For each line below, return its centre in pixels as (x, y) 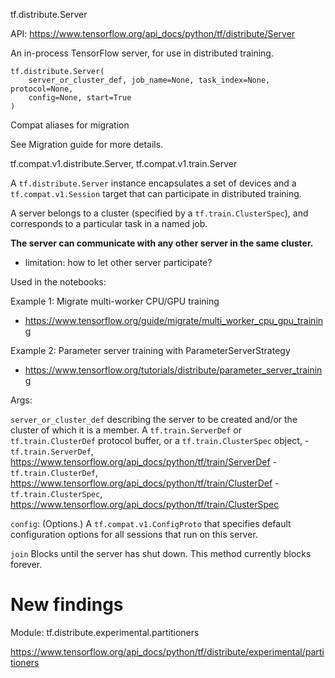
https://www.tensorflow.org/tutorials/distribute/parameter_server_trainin (173, 370)
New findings (67, 605)
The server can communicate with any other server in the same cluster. (162, 243)
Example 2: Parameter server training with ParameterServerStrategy (150, 350)
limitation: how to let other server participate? (118, 262)
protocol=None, (42, 89)
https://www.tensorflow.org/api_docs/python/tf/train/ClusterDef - (145, 483)
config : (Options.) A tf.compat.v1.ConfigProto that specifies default (151, 523)
